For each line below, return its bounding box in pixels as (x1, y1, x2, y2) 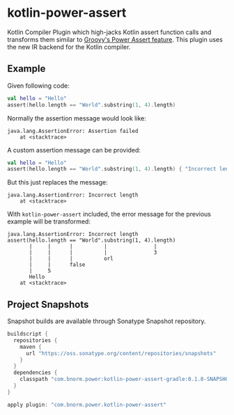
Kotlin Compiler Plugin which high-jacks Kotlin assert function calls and (7, 28, 212, 36)
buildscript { (7, 331, 49, 338)
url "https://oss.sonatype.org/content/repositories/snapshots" (25, 350, 217, 357)
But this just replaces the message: (7, 178, 108, 187)
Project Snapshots (7, 298, 89, 311)
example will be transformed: (7, 217, 91, 226)
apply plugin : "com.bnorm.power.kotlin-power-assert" (7, 401, 167, 408)
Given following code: (7, 81, 70, 90)
